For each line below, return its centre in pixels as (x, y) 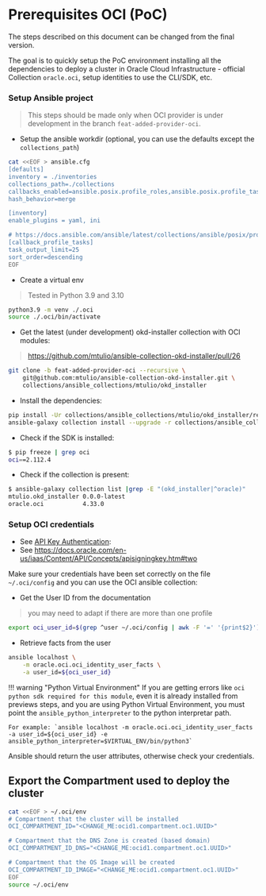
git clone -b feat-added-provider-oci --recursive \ (97, 371)
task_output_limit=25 (44, 249)
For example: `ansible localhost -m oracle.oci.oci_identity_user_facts (131, 727)
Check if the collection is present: (74, 475)
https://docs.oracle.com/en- (80, 550)
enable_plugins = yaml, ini (55, 221)
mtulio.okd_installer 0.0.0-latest (67, 497)
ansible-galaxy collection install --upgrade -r (90, 423)
